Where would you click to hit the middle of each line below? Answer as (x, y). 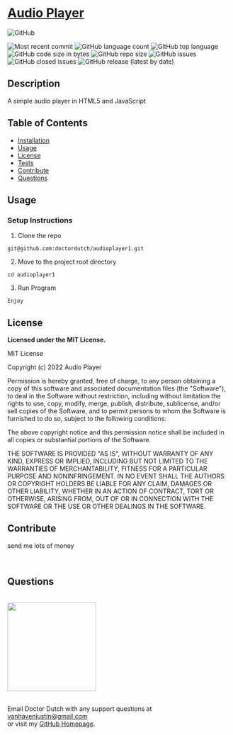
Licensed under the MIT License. (57, 340)
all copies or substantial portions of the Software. (79, 440)
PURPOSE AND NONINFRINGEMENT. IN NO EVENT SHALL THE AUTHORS (116, 476)
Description (34, 84)
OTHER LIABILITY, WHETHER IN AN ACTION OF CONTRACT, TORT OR (110, 491)
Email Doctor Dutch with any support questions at (80, 708)
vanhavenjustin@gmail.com (47, 716)
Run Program (37, 288)
